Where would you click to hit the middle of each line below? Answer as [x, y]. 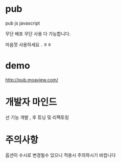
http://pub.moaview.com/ [32, 79]
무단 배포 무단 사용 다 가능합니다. [38, 33]
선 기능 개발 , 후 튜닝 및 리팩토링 [37, 117]
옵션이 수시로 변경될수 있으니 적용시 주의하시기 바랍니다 [60, 155]
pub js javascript [23, 23]
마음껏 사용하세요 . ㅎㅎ [29, 45]
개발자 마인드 [31, 102]
